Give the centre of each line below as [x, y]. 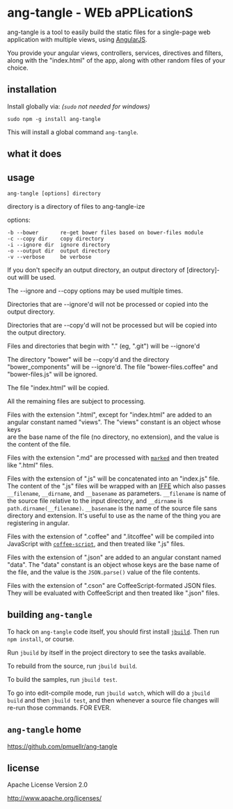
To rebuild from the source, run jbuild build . [72, 666]
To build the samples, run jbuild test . [62, 679]
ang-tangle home [45, 729]
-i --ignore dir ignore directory [59, 245]
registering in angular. [39, 522]
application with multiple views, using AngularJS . [77, 39]
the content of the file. [39, 444]
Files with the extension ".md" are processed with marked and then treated [113, 458]
